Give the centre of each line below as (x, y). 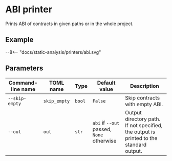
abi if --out (106, 123)
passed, (102, 129)
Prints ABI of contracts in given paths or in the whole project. (70, 24)
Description (145, 86)
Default (106, 83)
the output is (140, 132)
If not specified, (144, 125)
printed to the (141, 138)
